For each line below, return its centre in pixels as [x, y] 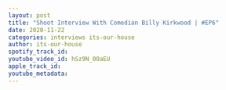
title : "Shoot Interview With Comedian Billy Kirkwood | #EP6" [114, 23]
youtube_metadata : [38, 74]
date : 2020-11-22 [36, 30]
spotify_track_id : [38, 52]
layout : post [29, 15]
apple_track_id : [35, 67]
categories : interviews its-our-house [71, 37]
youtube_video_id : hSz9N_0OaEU [59, 59]
